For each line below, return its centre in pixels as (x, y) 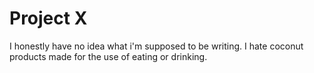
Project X (48, 18)
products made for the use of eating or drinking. (108, 56)
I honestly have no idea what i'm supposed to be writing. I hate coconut (156, 46)
